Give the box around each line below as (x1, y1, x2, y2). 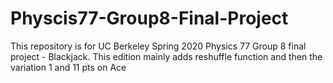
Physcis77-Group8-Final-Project (10, 7, 289, 30)
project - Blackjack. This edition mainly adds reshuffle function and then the (10, 50, 323, 62)
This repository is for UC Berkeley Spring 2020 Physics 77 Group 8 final (10, 40, 307, 52)
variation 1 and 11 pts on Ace (10, 61, 127, 73)
